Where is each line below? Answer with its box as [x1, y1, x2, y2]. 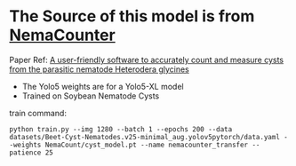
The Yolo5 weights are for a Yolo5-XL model [21, 81, 184, 91]
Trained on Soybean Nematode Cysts [21, 91, 160, 101]
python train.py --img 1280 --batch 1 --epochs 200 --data [9, 124, 233, 134]
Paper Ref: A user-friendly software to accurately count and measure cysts [9, 54, 284, 65]
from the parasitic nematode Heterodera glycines [9, 64, 189, 75]
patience [9, 148, 42, 157]
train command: [9, 107, 67, 118]
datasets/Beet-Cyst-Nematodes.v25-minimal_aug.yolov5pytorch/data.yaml [9, 132, 280, 141]
